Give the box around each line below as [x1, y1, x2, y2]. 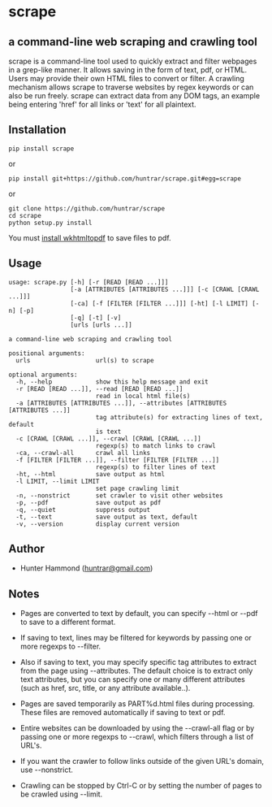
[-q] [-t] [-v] [70, 314, 122, 322]
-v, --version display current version [15, 519, 180, 528]
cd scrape [8, 211, 42, 219]
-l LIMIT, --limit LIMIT [15, 477, 100, 485]
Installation [8, 123, 67, 137]
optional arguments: [8, 371, 79, 379]
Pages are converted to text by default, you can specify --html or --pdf [19, 609, 258, 618]
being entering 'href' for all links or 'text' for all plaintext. [8, 100, 196, 109]
